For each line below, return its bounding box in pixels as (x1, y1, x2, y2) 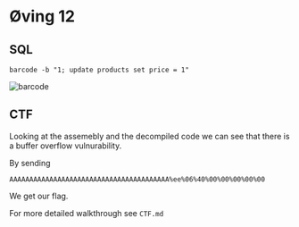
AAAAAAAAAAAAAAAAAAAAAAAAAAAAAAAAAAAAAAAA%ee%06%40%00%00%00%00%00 (9, 174, 266, 184)
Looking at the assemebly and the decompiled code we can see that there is (9, 130, 290, 141)
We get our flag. (9, 190, 69, 201)
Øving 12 (9, 6, 76, 27)
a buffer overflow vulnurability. (9, 140, 122, 151)
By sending (9, 157, 51, 168)
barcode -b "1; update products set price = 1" (9, 65, 190, 74)
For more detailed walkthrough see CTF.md (9, 207, 164, 218)
